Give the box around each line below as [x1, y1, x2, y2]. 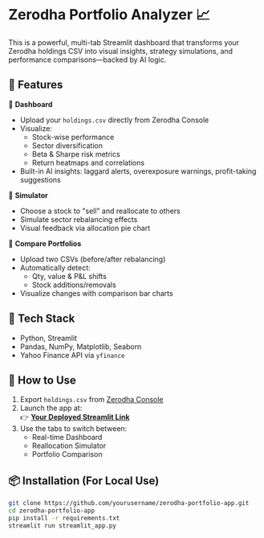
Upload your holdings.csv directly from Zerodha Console [19, 115, 209, 125]
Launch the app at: [19, 403, 83, 413]
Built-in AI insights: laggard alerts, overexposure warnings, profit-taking [19, 166, 257, 176]
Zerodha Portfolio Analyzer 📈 [8, 6, 210, 24]
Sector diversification [31, 141, 103, 150]
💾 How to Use [8, 373, 76, 387]
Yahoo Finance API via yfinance [19, 350, 125, 359]
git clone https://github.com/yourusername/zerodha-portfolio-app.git [8, 499, 250, 507]
